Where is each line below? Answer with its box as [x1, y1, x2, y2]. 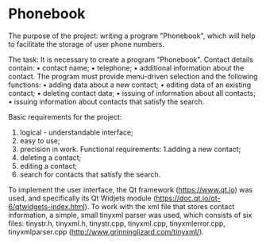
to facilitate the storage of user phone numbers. [8, 39, 165, 48]
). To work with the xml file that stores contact [84, 201, 235, 211]
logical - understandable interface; [19, 128, 133, 137]
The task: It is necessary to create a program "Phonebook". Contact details [8, 55, 254, 64]
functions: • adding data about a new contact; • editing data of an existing [8, 80, 252, 90]
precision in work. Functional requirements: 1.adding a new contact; [19, 144, 241, 154]
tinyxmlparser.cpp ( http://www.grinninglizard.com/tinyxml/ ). [8, 227, 205, 236]
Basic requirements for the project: [8, 112, 122, 121]
